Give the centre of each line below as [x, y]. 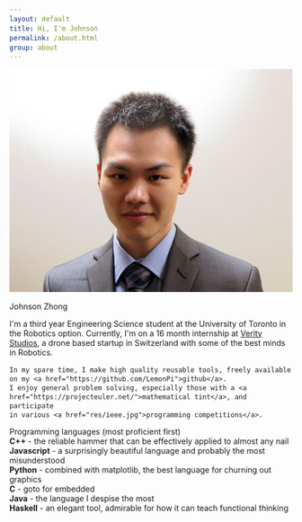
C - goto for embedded [52, 489]
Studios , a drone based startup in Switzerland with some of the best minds [147, 342]
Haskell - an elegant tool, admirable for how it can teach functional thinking [149, 508]
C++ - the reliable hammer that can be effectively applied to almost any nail [149, 441]
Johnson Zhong [39, 306]
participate [31, 406]
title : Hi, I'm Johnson [54, 28]
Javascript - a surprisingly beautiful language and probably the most [137, 450]
